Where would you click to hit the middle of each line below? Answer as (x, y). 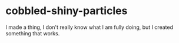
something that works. (33, 33)
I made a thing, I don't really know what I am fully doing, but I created (89, 27)
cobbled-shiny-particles (67, 11)
